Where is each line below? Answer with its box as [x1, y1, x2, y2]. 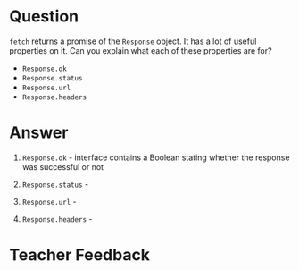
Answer [9, 122, 69, 143]
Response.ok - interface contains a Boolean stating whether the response [21, 152, 290, 163]
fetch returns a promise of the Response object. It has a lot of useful [9, 36, 257, 46]
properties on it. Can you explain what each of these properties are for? [9, 45, 272, 55]
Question [9, 6, 79, 27]
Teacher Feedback [9, 245, 150, 266]
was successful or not [21, 161, 104, 172]
